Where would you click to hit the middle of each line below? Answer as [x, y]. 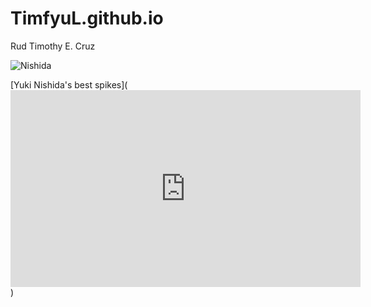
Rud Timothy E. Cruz [53, 46]
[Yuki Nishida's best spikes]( [69, 84]
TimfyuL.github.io [87, 18]
